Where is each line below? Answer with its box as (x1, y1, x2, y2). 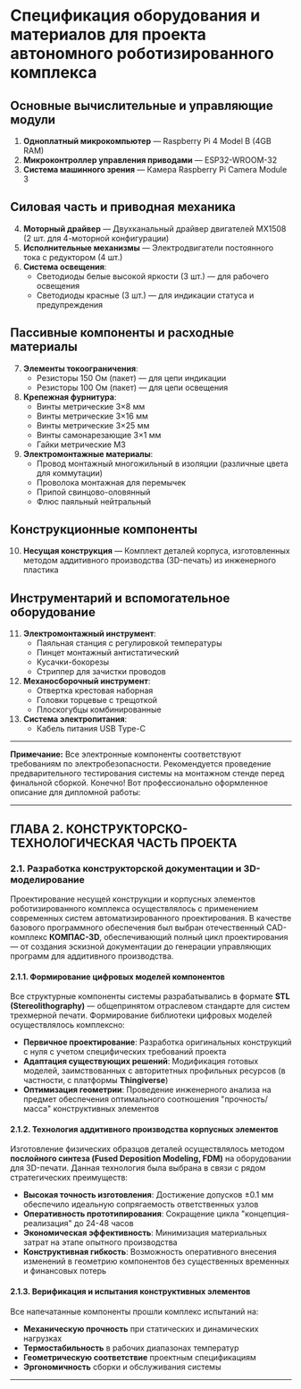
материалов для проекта (10, 24, 206, 45)
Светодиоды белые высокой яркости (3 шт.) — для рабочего (36, 270, 269, 282)
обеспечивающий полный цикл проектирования (103, 931, 288, 942)
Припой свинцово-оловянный (36, 487, 151, 497)
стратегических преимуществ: (10, 1173, 129, 1183)
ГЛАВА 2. (10, 821, 63, 836)
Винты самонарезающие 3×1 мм (36, 429, 162, 440)
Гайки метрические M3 (36, 439, 126, 450)
